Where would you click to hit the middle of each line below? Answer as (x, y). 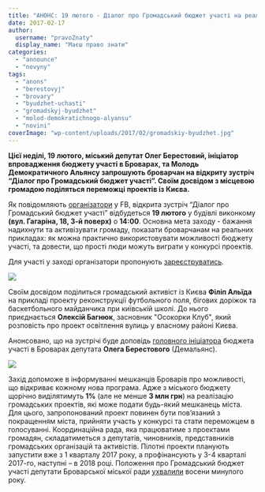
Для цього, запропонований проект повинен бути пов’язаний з (114, 412)
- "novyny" (33, 67)
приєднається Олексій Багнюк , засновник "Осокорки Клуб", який (119, 317)
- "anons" (31, 81)
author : (21, 30)
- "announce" (37, 60)
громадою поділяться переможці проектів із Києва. (99, 189)
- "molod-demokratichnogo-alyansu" (74, 118)
